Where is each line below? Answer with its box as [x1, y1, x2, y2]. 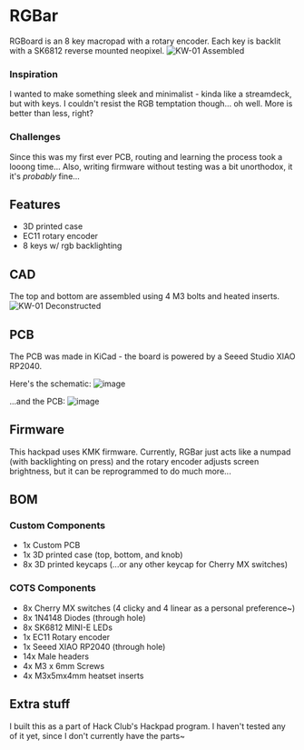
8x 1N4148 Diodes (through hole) [22, 612, 146, 623]
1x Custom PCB [22, 540, 81, 551]
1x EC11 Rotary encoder [22, 631, 111, 642]
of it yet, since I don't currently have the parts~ [9, 730, 186, 741]
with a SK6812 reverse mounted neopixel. [9, 45, 165, 55]
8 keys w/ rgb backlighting [22, 240, 123, 251]
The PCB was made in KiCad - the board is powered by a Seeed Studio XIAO [9, 351, 296, 362]
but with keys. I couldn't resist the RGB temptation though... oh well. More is [9, 98, 293, 109]
